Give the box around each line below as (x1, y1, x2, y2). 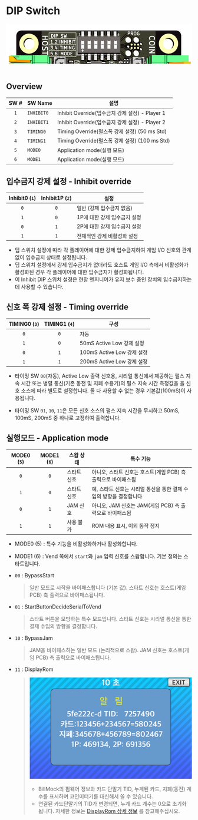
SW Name (27, 99, 52, 107)
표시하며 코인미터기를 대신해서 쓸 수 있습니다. (49, 792, 153, 799)
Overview (6, 81, 43, 92)
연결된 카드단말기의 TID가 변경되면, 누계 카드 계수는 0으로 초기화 (38, 800, 187, 807)
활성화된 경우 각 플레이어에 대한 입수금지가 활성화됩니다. (14, 269, 144, 276)
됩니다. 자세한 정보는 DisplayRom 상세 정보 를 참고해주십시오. (38, 807, 180, 814)
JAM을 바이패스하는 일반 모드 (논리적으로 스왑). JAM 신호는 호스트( (29, 646, 184, 653)
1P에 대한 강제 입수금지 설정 (76, 214, 141, 221)
